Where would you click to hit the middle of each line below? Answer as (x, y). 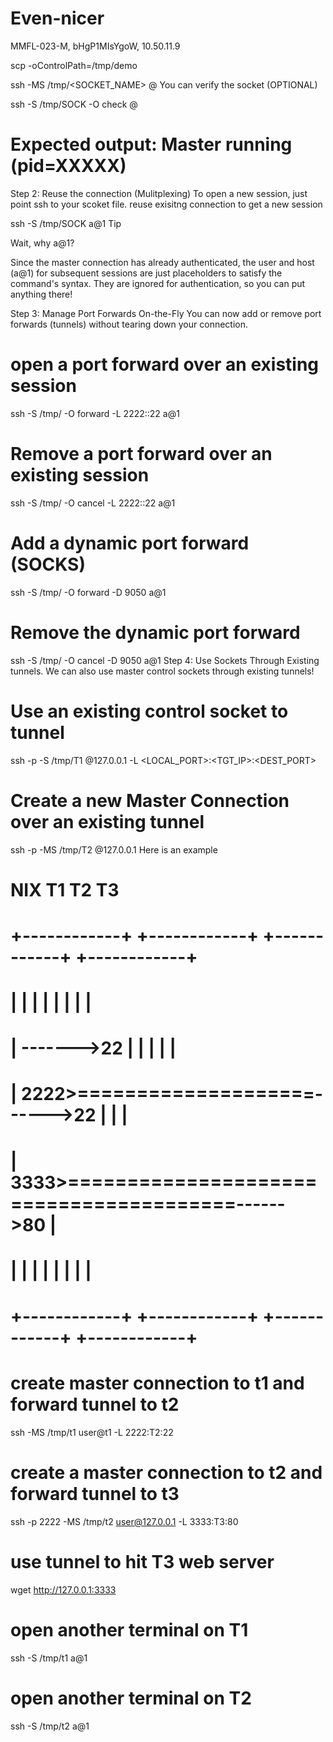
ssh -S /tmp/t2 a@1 (50, 1726)
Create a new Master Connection (150, 800)
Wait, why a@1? (42, 243)
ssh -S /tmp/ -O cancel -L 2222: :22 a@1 (93, 503)
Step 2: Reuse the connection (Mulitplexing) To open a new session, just (159, 193)
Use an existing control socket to (149, 711)
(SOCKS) (48, 564)
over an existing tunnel (107, 821)
